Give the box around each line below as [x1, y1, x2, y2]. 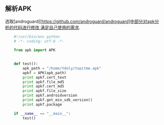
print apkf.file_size [22, 89, 67, 93]
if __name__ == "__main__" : [14, 111, 71, 116]
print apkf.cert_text [22, 75, 67, 80]
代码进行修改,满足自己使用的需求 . [13, 24, 81, 30]
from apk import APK [14, 48, 56, 53]
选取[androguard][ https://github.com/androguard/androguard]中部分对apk [5, 18, 155, 24]
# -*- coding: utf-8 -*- [14, 38, 64, 44]
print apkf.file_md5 [22, 79, 64, 84]
